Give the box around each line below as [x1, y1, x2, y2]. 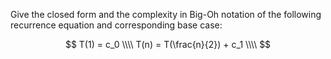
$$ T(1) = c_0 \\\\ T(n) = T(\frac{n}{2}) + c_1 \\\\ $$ [64, 39, 272, 50]
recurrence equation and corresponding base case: [10, 19, 223, 31]
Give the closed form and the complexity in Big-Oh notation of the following [10, 9, 322, 20]
